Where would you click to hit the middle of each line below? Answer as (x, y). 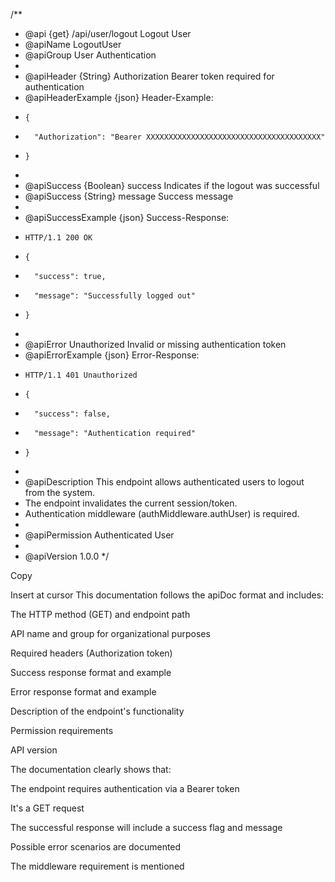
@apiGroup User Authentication (90, 55)
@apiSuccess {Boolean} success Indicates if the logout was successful (172, 185)
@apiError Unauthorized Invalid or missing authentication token (155, 344)
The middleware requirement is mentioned (97, 866)
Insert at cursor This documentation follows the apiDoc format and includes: (167, 595)
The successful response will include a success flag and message (146, 827)
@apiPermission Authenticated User (99, 535)
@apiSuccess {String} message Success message (129, 196)
